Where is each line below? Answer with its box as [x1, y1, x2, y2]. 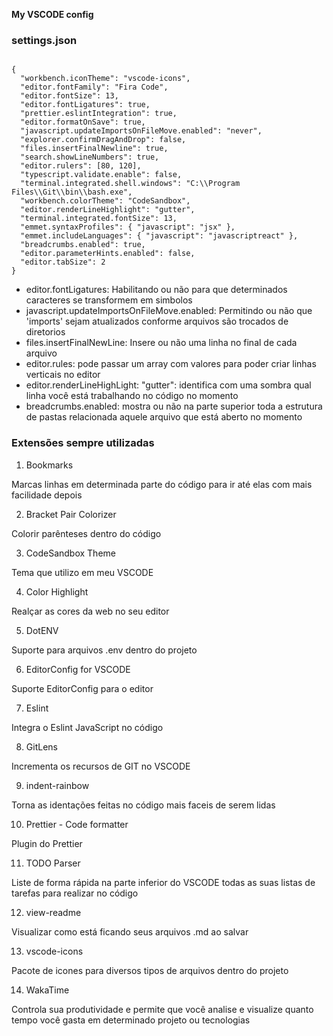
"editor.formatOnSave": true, [20, 117, 146, 128]
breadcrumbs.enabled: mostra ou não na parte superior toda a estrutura [25, 400, 323, 413]
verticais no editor [25, 369, 101, 381]
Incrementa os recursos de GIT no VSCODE [11, 760, 191, 772]
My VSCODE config [11, 9, 94, 20]
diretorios [25, 326, 66, 338]
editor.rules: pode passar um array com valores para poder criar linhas [25, 358, 317, 370]
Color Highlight [25, 585, 89, 598]
